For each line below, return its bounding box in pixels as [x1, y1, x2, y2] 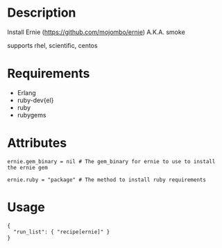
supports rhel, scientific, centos [7, 41, 99, 49]
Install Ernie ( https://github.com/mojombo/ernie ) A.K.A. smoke [7, 28, 185, 36]
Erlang [17, 88, 36, 97]
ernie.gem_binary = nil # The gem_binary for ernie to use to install [7, 158, 216, 165]
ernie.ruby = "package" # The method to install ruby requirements [7, 176, 207, 183]
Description [7, 5, 76, 21]
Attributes [7, 135, 67, 151]
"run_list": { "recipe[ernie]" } [13, 228, 110, 235]
